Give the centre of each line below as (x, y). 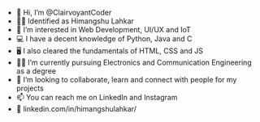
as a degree (36, 71)
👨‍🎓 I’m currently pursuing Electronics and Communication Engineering (134, 62)
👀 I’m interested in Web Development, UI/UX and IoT (103, 29)
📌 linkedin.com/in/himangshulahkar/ (76, 109)
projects (30, 88)
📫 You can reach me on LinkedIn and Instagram (97, 97)
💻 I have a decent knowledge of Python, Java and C (104, 39)
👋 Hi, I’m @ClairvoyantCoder (64, 13)
